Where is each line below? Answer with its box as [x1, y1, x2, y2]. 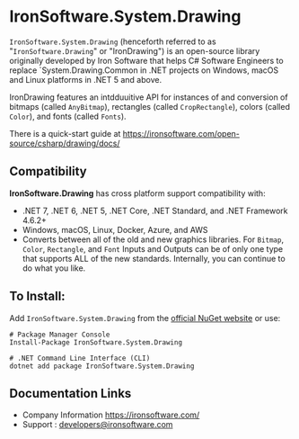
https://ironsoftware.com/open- [122, 128, 241, 139]
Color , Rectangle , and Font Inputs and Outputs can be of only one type [22, 243, 284, 254]
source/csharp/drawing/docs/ [9, 138, 120, 148]
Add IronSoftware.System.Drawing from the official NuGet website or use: [9, 312, 281, 323]
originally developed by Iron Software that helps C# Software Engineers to [9, 55, 285, 66]
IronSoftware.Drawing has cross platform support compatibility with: [9, 187, 267, 199]
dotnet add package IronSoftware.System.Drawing [9, 362, 195, 371]
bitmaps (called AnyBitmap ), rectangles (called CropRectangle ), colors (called [9, 101, 290, 112]
